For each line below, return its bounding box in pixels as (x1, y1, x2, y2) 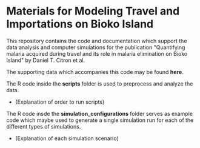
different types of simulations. (6, 123, 81, 130)
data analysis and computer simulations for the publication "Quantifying (6, 44, 185, 51)
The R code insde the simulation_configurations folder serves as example (6, 110, 193, 117)
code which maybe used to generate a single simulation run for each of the (6, 116, 194, 124)
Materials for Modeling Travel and (6, 4, 180, 18)
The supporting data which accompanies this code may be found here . (6, 68, 184, 75)
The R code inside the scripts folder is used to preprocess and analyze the (6, 80, 193, 87)
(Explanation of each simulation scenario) (15, 135, 119, 142)
